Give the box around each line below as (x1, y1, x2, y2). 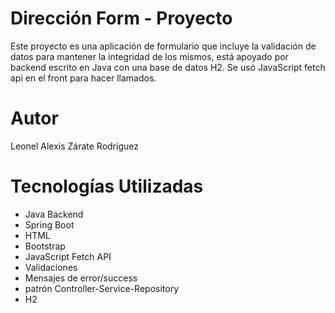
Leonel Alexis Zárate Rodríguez (10, 140, 139, 152)
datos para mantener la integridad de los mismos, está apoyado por (10, 50, 289, 62)
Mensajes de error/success (24, 272, 138, 284)
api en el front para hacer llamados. (10, 72, 157, 84)
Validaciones (24, 261, 78, 273)
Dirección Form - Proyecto (10, 7, 233, 30)
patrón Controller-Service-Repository (24, 282, 179, 294)
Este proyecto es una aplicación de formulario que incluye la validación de (10, 40, 317, 52)
